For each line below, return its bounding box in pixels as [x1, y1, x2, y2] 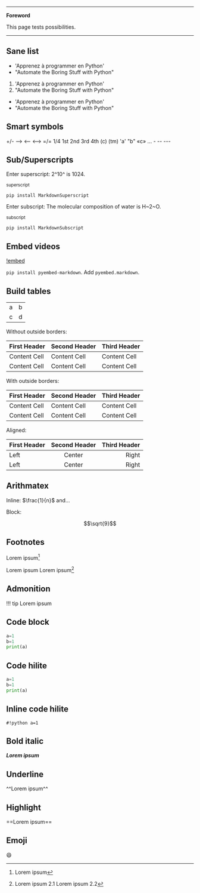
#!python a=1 [6, 720, 39, 726]
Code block [6, 617, 49, 627]
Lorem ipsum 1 [6, 553, 40, 561]
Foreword [6, 12, 31, 19]
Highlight [6, 802, 42, 812]
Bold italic [6, 736, 44, 746]
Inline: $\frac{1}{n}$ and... [6, 496, 70, 504]
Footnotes [6, 537, 45, 547]
